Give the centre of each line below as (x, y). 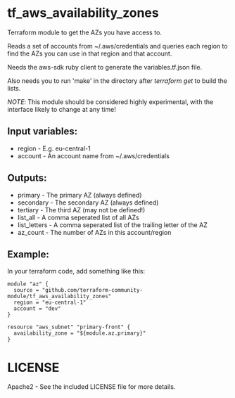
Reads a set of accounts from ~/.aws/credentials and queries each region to (118, 46)
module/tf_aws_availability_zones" (59, 297)
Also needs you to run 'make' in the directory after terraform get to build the (117, 81)
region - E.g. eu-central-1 (54, 148)
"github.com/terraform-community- (92, 290)
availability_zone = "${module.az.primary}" (80, 333)
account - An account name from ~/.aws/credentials (94, 155)
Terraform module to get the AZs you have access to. (84, 32)
